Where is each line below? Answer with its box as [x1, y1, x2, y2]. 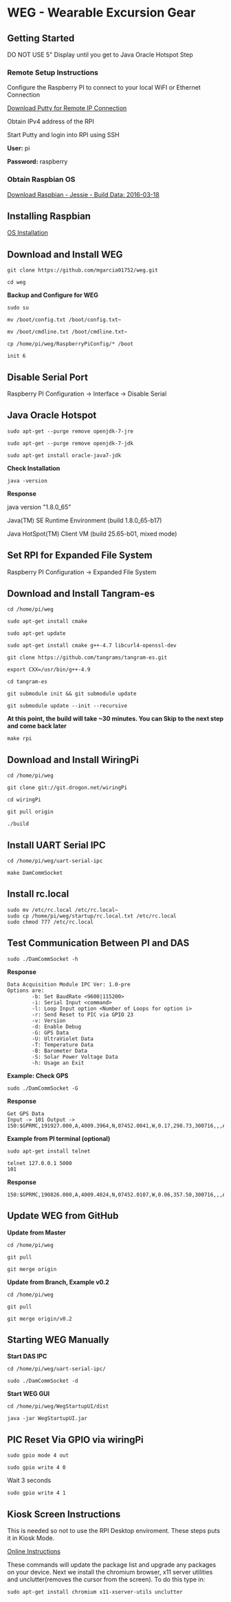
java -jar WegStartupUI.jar [7, 1415, 88, 1422]
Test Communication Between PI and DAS [7, 937, 190, 949]
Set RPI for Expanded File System [7, 549, 153, 561]
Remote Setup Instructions [7, 68, 98, 77]
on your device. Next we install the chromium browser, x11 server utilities [7, 1568, 213, 1576]
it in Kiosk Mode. [7, 1534, 55, 1542]
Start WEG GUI [7, 1390, 50, 1398]
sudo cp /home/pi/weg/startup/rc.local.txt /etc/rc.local [7, 912, 177, 920]
